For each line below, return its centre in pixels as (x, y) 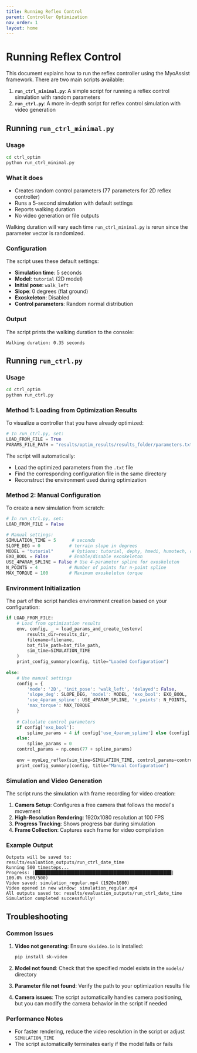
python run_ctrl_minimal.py (40, 162)
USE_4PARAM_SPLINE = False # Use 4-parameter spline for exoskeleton (93, 562)
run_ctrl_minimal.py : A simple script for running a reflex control (92, 91)
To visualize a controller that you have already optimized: (75, 423)
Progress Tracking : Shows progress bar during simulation (85, 824)
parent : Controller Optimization (47, 17)
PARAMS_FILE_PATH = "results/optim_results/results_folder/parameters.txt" (101, 445)
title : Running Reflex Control (44, 11)
